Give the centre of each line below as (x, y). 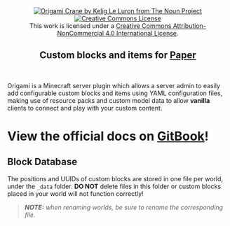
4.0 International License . (142, 33)
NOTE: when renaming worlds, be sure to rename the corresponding (123, 207)
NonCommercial (80, 33)
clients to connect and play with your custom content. (85, 108)
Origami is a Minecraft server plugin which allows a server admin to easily (114, 85)
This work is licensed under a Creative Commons (100, 26)
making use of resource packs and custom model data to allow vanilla (109, 100)
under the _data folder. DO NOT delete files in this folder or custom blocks (114, 186)
